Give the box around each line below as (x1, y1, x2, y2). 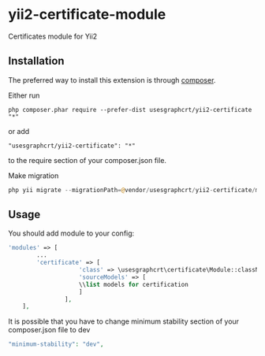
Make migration (8, 171, 59, 180)
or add (8, 126, 30, 135)
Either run (8, 91, 40, 100)
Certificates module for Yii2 (8, 32, 98, 41)
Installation (8, 54, 65, 68)
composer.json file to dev (8, 325, 91, 335)
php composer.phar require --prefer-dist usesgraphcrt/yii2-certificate (8, 106, 252, 113)
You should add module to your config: (8, 228, 135, 238)
